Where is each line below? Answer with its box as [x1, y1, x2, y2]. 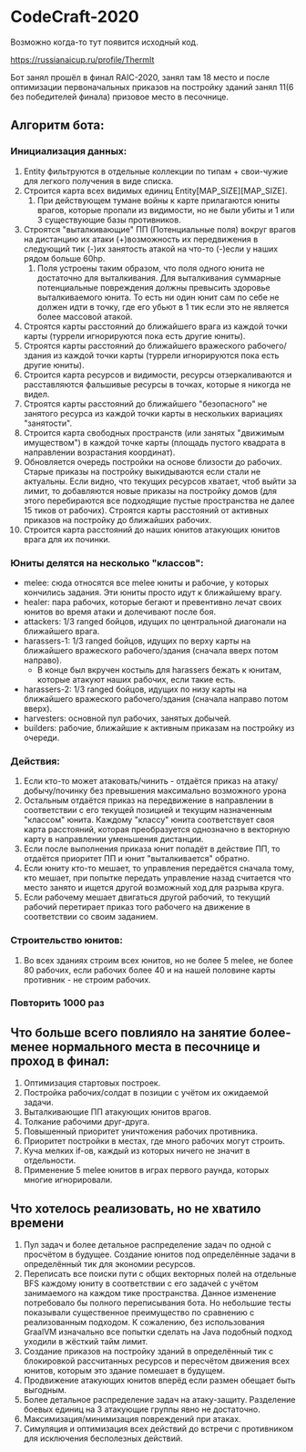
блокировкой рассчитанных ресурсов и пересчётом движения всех [23, 1355, 291, 1366]
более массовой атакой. [36, 311, 133, 322]
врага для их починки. [23, 533, 111, 544]
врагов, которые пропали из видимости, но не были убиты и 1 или [36, 204, 295, 215]
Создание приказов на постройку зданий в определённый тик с [23, 1346, 274, 1357]
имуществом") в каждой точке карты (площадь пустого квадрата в [23, 437, 286, 448]
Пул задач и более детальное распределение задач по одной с [23, 1240, 272, 1251]
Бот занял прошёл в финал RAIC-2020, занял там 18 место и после [10, 71, 270, 83]
